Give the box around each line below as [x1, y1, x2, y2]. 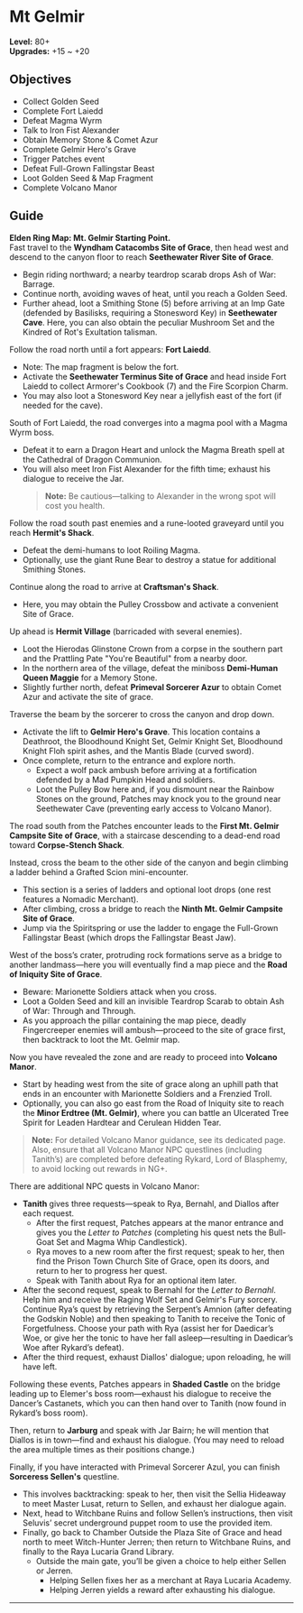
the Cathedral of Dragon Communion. [22, 454, 162, 465]
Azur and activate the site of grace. [22, 691, 154, 702]
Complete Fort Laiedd [22, 106, 104, 116]
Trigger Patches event [22, 153, 106, 164]
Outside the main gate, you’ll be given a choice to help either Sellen [35, 1555, 287, 1566]
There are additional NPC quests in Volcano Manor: [9, 1180, 200, 1192]
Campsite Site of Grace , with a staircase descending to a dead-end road [9, 830, 280, 841]
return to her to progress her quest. [35, 1265, 168, 1276]
